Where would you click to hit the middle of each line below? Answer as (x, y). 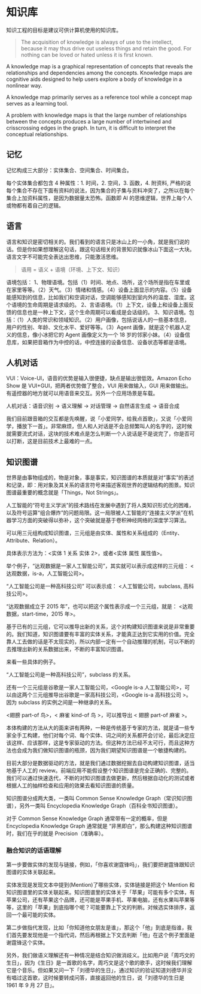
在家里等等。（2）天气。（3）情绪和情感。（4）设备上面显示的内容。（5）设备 (99, 290)
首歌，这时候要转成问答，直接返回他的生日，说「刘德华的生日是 (105, 978)
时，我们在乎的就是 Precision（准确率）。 (56, 833)
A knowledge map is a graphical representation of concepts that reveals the (100, 66)
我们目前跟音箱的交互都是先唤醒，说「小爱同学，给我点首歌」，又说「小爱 (97, 419)
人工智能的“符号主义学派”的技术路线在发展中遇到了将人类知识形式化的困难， (100, 505)
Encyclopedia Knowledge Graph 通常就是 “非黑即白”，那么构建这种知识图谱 (99, 826)
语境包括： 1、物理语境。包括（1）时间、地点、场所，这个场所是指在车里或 (98, 282)
